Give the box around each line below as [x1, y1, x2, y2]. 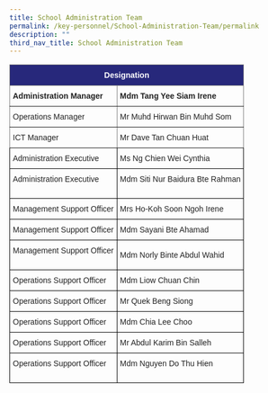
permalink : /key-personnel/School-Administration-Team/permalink [9, 22, 259, 31]
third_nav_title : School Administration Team [9, 38, 183, 48]
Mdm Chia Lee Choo [120, 317, 192, 327]
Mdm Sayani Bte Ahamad [120, 225, 210, 235]
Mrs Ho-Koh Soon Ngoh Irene [120, 204, 224, 214]
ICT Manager [13, 132, 59, 143]
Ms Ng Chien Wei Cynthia [120, 154, 210, 164]
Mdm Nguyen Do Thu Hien [120, 359, 213, 369]
